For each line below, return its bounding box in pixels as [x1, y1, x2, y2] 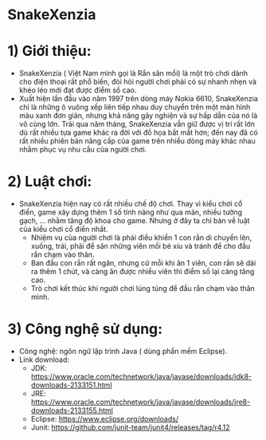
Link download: [18, 355, 69, 364]
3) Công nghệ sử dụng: [7, 320, 163, 338]
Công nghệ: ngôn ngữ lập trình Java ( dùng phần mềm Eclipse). [18, 347, 228, 356]
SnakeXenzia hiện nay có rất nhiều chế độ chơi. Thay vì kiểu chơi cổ [18, 199, 243, 209]
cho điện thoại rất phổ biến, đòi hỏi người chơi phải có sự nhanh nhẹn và [18, 77, 256, 87]
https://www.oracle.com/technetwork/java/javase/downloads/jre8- [30, 397, 251, 407]
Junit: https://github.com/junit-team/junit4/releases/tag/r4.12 [30, 422, 230, 432]
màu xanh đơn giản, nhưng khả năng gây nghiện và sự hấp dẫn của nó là [18, 111, 258, 120]
